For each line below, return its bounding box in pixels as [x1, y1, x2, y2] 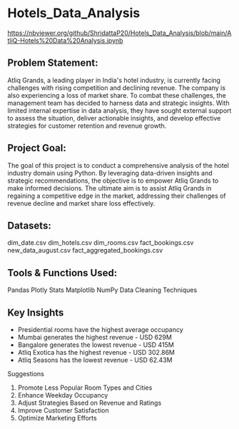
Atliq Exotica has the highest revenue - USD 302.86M [17, 348, 175, 356]
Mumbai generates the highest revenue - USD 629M [17, 333, 173, 341]
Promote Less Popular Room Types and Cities [17, 383, 153, 392]
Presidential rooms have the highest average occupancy [17, 325, 183, 333]
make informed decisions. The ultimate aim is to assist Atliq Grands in [7, 183, 212, 192]
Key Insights [7, 306, 64, 318]
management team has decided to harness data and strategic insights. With [7, 99, 230, 107]
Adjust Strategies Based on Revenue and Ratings [17, 398, 162, 407]
